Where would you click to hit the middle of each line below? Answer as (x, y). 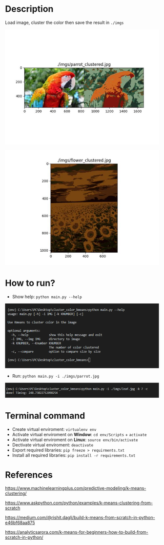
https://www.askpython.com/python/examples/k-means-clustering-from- (79, 503)
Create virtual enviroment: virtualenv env (54, 429)
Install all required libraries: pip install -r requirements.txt (74, 455)
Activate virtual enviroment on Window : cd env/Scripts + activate (79, 434)
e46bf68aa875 (20, 523)
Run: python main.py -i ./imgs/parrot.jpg (55, 376)
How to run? (30, 283)
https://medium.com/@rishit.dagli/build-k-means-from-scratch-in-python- (80, 518)
